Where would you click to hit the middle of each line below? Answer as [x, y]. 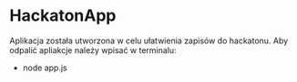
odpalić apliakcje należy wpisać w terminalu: [93, 50]
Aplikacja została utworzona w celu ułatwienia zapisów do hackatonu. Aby [149, 41]
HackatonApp [63, 16]
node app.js [45, 68]
